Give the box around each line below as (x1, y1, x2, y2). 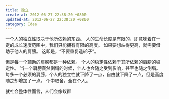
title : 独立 (5, 7, 29, 13)
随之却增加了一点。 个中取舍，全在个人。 (5, 78, 91, 84)
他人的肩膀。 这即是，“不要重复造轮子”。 (14, 48, 99, 54)
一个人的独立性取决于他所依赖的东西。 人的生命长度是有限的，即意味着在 (5, 36, 156, 42)
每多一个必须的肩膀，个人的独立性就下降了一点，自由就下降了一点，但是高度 (5, 71, 164, 78)
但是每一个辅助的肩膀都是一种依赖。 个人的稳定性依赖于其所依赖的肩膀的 (5, 59, 156, 65)
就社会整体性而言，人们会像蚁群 (5, 88, 71, 94)
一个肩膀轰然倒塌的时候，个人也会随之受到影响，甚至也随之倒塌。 (24, 65, 161, 71)
